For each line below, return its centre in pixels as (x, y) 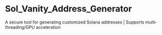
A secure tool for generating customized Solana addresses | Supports (75, 22)
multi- (151, 22)
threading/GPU (20, 27)
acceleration (48, 27)
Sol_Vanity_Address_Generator (69, 9)
